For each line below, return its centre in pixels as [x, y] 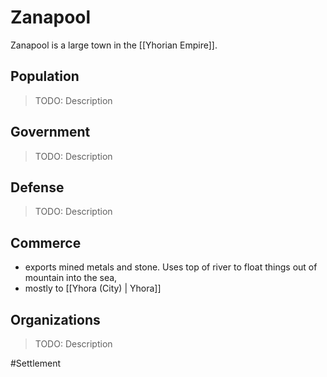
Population [45, 76]
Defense [37, 187]
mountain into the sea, [71, 278]
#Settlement [36, 363]
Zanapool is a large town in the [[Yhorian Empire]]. [114, 45]
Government [50, 132]
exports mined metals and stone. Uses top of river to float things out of [171, 267]
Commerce [46, 242]
